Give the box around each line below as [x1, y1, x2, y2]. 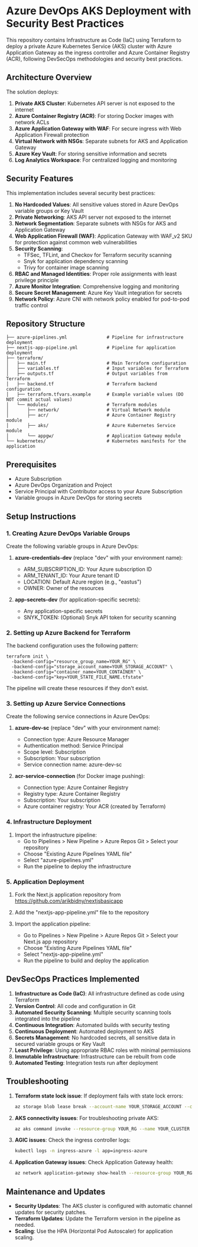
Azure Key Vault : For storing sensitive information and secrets [14, 150, 167, 157]
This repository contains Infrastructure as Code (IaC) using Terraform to [6, 36, 181, 43]
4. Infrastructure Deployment [6, 818, 92, 826]
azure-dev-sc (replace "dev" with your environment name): [14, 725, 161, 732]
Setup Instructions [6, 511, 76, 521]
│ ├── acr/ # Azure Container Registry [6, 412, 176, 419]
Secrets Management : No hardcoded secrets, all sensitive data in [14, 1034, 176, 1041]
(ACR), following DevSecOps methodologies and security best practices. [6, 55, 183, 62]
